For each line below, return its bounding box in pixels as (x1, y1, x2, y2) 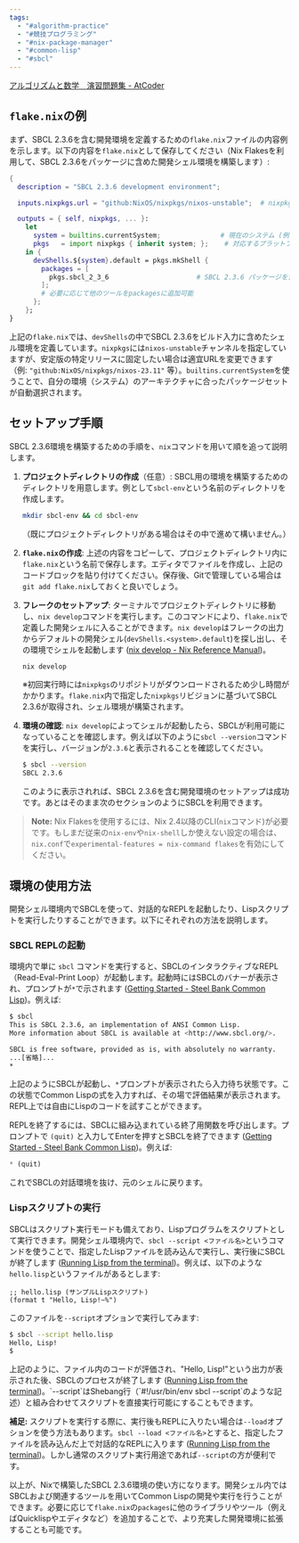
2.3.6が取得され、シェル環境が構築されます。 (21, 702, 189, 712)
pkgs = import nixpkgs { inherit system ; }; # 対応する (32, 240, 260, 249)
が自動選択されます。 (9, 387, 87, 398)
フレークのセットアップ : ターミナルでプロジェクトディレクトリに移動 (21, 599, 276, 611)
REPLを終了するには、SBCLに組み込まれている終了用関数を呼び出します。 (9, 1120, 282, 1130)
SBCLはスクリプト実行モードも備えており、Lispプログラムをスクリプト (9, 1223, 270, 1235)
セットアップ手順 (9, 415, 103, 431)
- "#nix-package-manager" (17, 37, 114, 47)
